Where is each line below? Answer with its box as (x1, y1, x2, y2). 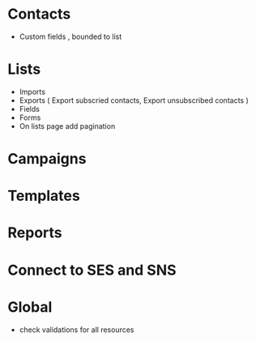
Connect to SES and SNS (7, 261, 177, 279)
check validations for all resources (19, 325, 134, 335)
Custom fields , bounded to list (19, 32, 122, 41)
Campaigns (7, 150, 87, 168)
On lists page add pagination (19, 121, 116, 130)
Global (7, 297, 53, 316)
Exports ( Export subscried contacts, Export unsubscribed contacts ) (19, 95, 249, 105)
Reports (7, 224, 62, 242)
